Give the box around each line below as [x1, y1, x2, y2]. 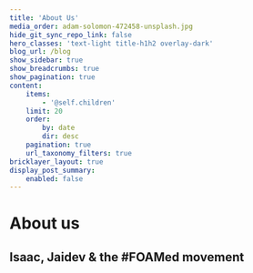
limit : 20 [25, 106, 64, 116]
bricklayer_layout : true [9, 157, 104, 167]
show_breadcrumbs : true [9, 65, 100, 74]
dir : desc [42, 132, 79, 141]
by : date [42, 124, 76, 133]
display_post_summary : [9, 166, 96, 175]
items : [25, 89, 51, 98]
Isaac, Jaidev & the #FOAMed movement [9, 249, 245, 265]
